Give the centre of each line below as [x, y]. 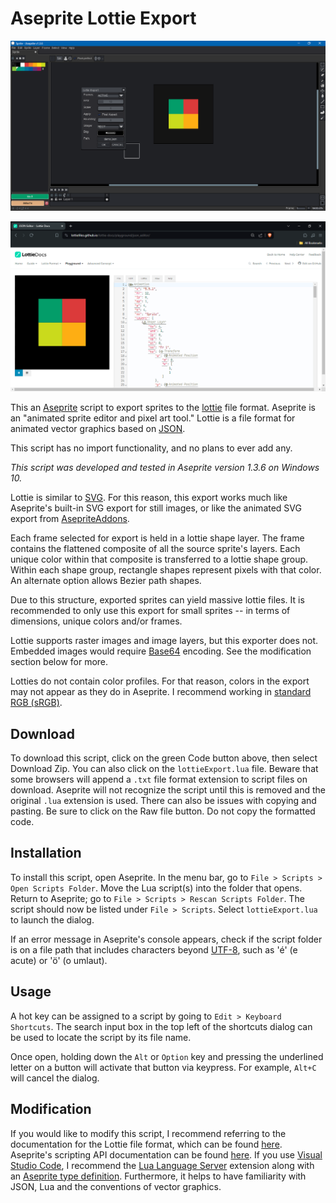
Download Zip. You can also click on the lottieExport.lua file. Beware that [164, 769]
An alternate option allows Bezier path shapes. [106, 581]
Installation [46, 853]
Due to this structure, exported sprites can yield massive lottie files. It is [157, 600]
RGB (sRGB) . [36, 703]
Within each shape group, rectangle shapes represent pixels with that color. [166, 570]
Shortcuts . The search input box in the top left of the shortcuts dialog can [161, 1026]
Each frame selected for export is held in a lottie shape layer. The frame [157, 538]
